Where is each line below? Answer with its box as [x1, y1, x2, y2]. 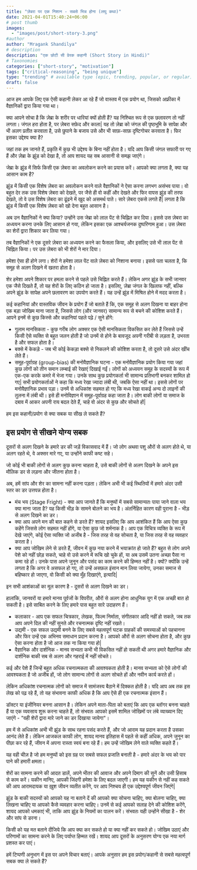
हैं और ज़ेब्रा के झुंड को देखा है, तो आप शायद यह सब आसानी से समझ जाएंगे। [6, 152, 145, 159]
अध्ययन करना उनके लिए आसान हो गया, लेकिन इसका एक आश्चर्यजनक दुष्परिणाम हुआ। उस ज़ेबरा [6, 221, 186, 227]
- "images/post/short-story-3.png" [11, 31, 98, 36]
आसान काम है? [6, 171, 34, 178]
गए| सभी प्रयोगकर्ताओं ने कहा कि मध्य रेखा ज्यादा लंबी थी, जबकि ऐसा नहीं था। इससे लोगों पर [14, 379, 184, 386]
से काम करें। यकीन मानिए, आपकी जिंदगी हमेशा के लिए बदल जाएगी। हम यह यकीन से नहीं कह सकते [6, 776, 189, 783]
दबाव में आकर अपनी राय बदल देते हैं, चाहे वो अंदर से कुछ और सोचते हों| [14, 399, 146, 406]
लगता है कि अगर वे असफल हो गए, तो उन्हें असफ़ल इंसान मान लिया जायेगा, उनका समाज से [14, 564, 182, 571]
